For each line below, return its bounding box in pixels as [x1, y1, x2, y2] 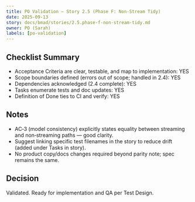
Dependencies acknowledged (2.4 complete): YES [14, 80, 136, 87]
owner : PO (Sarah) [6, 25, 51, 31]
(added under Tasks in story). [14, 144, 86, 151]
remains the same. [14, 156, 60, 163]
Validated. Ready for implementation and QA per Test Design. [6, 189, 154, 196]
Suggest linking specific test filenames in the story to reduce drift [14, 137, 173, 144]
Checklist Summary [6, 52, 80, 62]
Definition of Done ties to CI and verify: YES [14, 92, 120, 100]
